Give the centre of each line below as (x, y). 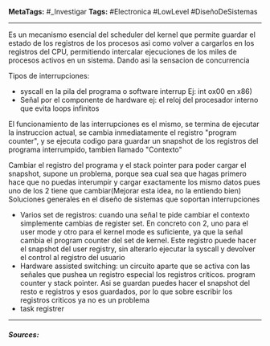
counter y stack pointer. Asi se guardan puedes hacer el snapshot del (135, 283)
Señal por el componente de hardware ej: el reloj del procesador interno (139, 100)
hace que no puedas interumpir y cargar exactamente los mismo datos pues (135, 182)
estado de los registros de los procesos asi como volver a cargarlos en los (131, 43)
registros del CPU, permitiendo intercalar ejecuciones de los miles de (123, 52)
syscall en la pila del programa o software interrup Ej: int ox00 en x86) (136, 91)
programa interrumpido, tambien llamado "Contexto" (95, 149)
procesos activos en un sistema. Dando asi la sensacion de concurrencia (129, 60)
